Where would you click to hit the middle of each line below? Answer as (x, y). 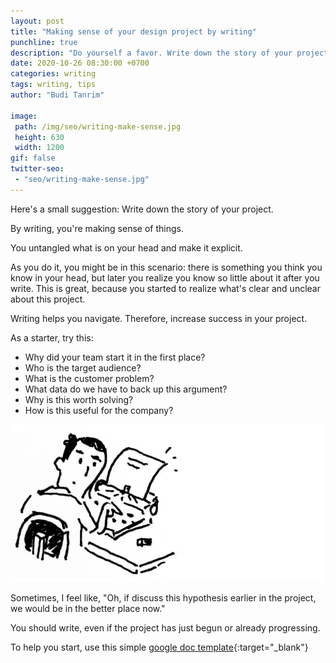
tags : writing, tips (53, 85)
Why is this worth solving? (79, 399)
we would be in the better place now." (88, 608)
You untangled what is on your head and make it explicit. (126, 247)
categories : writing (53, 74)
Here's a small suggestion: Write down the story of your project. (142, 209)
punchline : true (44, 42)
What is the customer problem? (89, 378)
